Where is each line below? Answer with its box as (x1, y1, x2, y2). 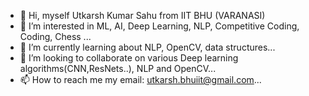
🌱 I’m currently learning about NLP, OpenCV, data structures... (19, 41, 276, 53)
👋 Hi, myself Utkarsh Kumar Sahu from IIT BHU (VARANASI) (19, 10, 266, 21)
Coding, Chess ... (19, 31, 92, 42)
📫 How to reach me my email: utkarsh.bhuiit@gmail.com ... (19, 74, 262, 85)
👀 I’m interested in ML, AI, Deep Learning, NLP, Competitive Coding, (19, 20, 300, 32)
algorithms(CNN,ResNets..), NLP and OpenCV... (19, 63, 217, 74)
